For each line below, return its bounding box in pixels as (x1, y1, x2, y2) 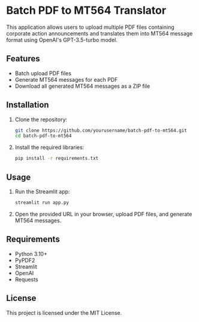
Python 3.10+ (14, 250, 48, 257)
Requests (14, 276, 38, 283)
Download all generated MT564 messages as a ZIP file (14, 82, 150, 90)
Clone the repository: (14, 115, 68, 123)
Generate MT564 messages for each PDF (14, 76, 118, 83)
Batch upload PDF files (14, 70, 72, 77)
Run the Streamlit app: (14, 188, 70, 195)
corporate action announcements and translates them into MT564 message (6, 29, 193, 37)
